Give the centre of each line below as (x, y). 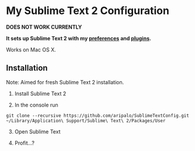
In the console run (36, 105)
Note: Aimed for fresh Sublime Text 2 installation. (65, 82)
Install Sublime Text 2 (40, 93)
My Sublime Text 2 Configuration (88, 11)
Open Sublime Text (37, 131)
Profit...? (25, 143)
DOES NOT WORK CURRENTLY (44, 27)
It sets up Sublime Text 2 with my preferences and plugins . (79, 38)
